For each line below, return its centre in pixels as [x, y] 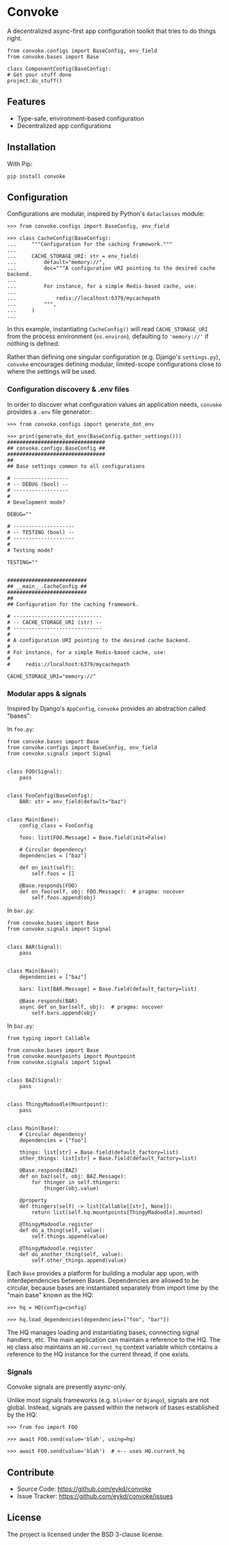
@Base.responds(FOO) [49, 886]
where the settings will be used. [52, 372]
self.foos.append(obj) [64, 897]
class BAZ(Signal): [35, 1080]
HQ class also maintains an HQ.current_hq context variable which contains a [112, 1347]
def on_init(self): [47, 868]
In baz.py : [21, 1026]
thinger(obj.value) [71, 1188]
